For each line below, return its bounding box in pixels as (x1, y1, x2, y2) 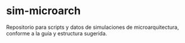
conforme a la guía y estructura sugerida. (6, 29, 107, 37)
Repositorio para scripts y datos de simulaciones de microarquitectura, (6, 24, 179, 31)
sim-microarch (6, 4, 81, 18)
